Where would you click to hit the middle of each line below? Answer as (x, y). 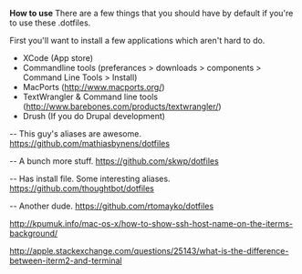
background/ (34, 233)
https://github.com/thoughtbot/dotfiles (82, 188)
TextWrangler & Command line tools (90, 96)
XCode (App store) (58, 58)
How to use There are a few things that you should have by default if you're (151, 13)
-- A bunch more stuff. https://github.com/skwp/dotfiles (114, 161)
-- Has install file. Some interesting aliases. (90, 178)
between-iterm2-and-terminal (66, 260)
